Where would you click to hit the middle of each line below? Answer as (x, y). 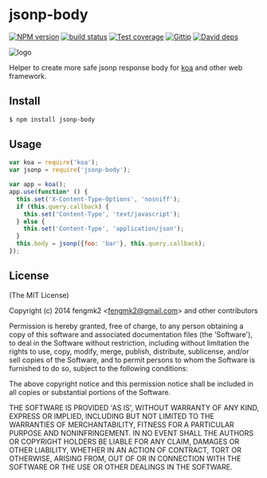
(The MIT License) (39, 295)
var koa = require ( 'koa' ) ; (54, 163)
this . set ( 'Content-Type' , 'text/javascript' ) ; (102, 214)
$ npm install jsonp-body (52, 119)
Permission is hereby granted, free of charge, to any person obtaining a (126, 326)
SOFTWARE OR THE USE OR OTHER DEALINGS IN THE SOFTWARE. (121, 467)
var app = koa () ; (38, 185)
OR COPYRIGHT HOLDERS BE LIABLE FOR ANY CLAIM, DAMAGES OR (124, 441)
